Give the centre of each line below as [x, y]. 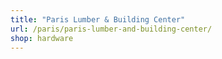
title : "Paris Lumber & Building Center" [98, 19]
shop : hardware [42, 38]
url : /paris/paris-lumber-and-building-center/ [111, 29]
